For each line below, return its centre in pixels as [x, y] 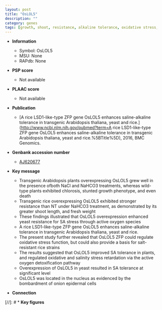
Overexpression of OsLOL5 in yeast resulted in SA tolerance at [81, 268]
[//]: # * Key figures [25, 302]
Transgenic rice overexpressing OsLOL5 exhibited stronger [78, 201]
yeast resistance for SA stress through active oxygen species [80, 222]
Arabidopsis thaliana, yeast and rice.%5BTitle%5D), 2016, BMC [82, 138]
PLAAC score [26, 89]
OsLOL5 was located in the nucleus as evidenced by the [75, 279]
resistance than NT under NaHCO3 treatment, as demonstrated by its [88, 206]
